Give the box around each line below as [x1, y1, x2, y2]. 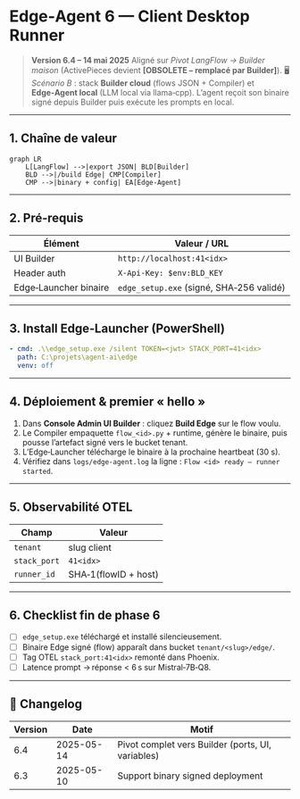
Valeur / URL [174, 237, 229, 249]
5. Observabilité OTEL [9, 500, 133, 515]
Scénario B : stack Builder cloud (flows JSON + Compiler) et [30, 78, 254, 88]
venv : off [17, 362, 54, 370]
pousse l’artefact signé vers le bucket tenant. [21, 437, 188, 447]
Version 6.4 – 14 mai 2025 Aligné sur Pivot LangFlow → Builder [30, 54, 265, 65]
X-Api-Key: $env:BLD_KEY [117, 268, 223, 278]
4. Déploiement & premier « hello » [9, 395, 206, 410]
